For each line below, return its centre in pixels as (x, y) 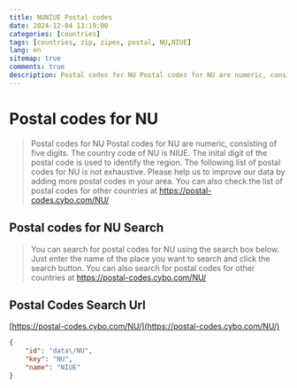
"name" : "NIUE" (53, 367)
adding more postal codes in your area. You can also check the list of (157, 181)
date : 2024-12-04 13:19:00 (59, 26)
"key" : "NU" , (49, 360)
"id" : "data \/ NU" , (59, 351)
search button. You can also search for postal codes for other (143, 268)
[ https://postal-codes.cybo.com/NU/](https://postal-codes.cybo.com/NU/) (145, 326)
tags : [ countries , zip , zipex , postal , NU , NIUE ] (100, 42)
